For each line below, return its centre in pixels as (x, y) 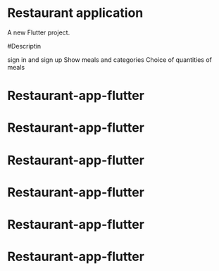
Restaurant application (75, 13)
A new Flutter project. (39, 32)
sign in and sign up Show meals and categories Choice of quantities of (110, 59)
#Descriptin (24, 46)
